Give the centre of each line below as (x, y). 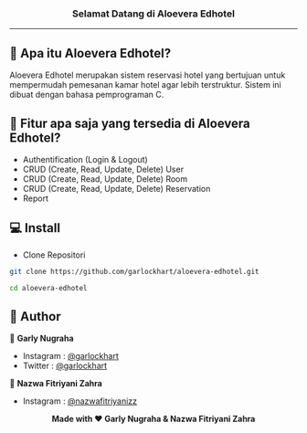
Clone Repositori (54, 255)
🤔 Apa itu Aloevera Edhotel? (90, 53)
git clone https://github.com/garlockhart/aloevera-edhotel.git (134, 271)
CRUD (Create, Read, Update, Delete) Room (105, 179)
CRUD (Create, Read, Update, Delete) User (103, 169)
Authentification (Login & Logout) (85, 159)
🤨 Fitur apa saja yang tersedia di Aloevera (130, 123)
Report (35, 198)
